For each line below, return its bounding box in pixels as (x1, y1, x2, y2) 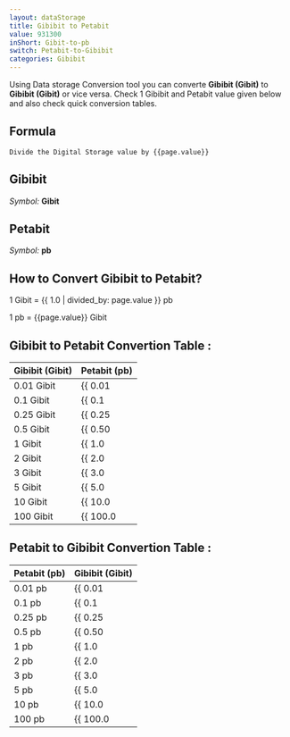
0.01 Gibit (13, 380, 56, 392)
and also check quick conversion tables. (9, 98, 158, 108)
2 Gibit (13, 452, 42, 465)
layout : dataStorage (9, 13, 87, 22)
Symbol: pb (9, 245, 52, 255)
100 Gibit (13, 510, 54, 523)
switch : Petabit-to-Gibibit (9, 46, 114, 55)
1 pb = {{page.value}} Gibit (9, 312, 107, 322)
